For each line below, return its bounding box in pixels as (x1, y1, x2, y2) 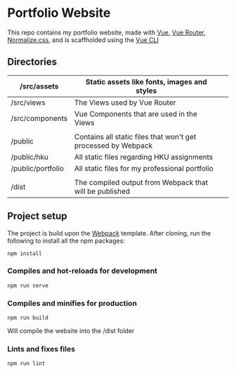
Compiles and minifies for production (7, 298, 137, 308)
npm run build (7, 314, 49, 321)
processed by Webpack (74, 141, 153, 150)
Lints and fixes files (7, 344, 76, 354)
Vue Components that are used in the (74, 109, 198, 119)
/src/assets (20, 81, 59, 91)
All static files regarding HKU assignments (74, 152, 213, 162)
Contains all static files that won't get (74, 131, 197, 141)
